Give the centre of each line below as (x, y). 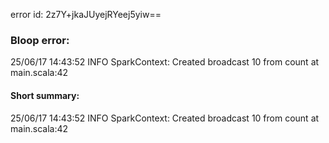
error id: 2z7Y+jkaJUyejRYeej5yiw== (86, 14)
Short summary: (45, 95)
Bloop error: (40, 40)
